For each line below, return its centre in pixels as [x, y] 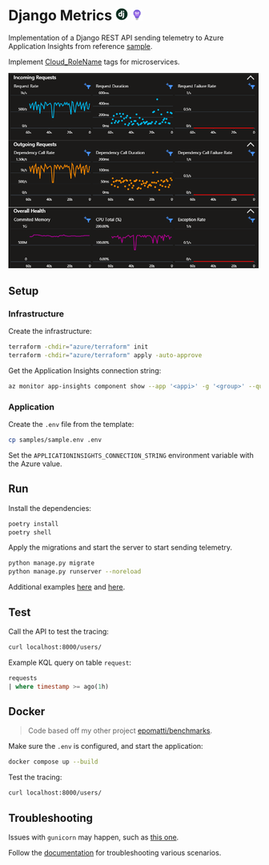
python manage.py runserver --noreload [75, 572]
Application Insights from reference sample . [80, 46]
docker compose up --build [53, 762]
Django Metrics [60, 16]
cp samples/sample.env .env [55, 440]
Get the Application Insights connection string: [85, 370]
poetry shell [30, 532]
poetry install [34, 524]
